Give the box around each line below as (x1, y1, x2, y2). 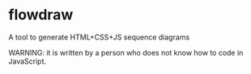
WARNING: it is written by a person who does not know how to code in (8, 47, 244, 57)
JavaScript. (8, 56, 47, 66)
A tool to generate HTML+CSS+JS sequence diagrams (8, 32, 190, 42)
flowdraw (8, 6, 74, 24)
